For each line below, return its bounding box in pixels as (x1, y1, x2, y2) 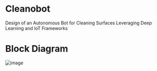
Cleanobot (5, 3, 51, 15)
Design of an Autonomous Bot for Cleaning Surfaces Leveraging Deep (5, 20, 152, 26)
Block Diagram (5, 43, 69, 55)
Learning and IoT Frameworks (5, 25, 68, 31)
